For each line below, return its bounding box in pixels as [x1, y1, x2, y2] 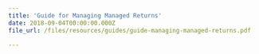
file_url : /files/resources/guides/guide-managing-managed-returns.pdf [8, 26, 251, 34]
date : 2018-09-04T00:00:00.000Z [8, 19, 116, 27]
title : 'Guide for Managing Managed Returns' [8, 11, 162, 20]
